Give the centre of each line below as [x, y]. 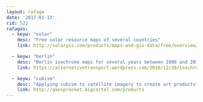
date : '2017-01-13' [31, 18]
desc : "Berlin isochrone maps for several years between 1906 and [102, 62]
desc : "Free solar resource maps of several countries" [89, 40]
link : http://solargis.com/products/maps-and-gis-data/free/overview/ [108, 46]
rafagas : [17, 29]
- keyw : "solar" [32, 34]
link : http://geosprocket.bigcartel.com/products [81, 90]
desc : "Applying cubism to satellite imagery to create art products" [108, 84]
